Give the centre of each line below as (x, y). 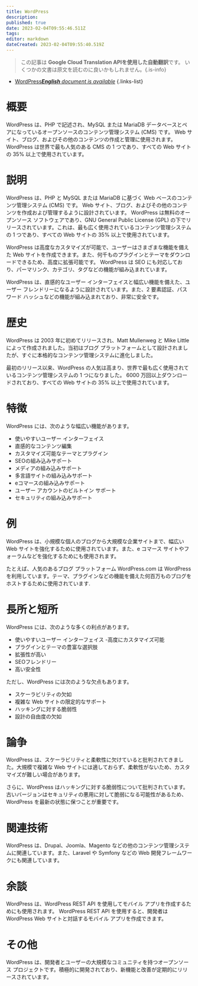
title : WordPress (27, 12)
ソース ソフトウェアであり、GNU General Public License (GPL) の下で (101, 220)
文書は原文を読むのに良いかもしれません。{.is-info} (104, 69)
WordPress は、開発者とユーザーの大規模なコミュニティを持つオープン (92, 962)
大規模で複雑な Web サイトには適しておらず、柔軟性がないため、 (95, 767)
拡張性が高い (30, 654)
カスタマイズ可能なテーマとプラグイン (61, 453)
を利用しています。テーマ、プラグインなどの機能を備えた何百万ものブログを (99, 576)
